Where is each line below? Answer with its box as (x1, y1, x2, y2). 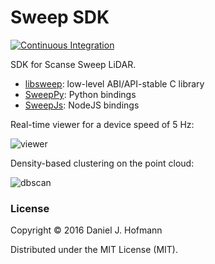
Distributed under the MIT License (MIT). (10, 244, 178, 256)
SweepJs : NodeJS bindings (24, 99, 140, 111)
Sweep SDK (10, 6, 110, 29)
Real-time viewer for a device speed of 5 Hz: (10, 118, 195, 130)
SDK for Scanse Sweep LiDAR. (10, 58, 137, 70)
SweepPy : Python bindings (24, 88, 137, 100)
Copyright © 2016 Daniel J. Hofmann (10, 224, 163, 236)
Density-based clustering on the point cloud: (10, 157, 195, 169)
